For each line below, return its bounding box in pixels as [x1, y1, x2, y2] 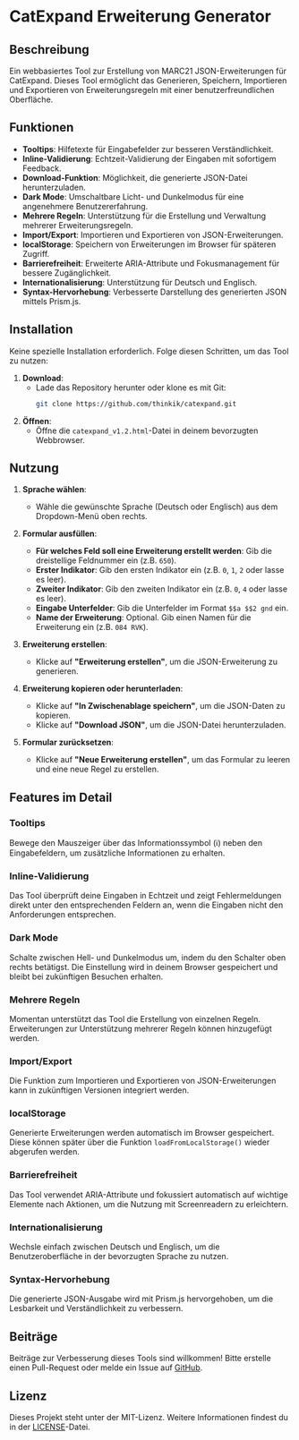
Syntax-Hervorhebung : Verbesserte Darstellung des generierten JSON [21, 286, 287, 297]
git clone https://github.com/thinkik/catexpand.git [35, 399, 237, 408]
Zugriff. [21, 248, 50, 259]
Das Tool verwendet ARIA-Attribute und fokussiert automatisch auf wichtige [9, 1189, 289, 1200]
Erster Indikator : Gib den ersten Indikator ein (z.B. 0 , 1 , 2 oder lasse [35, 565, 285, 575]
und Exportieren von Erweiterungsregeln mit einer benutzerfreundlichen [9, 85, 275, 95]
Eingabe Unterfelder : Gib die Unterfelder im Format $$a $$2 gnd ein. [35, 602, 289, 614]
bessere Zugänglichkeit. [21, 267, 112, 278]
